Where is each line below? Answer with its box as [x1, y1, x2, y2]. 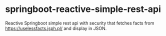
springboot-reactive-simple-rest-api [5, 3, 161, 15]
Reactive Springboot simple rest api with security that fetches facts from [5, 20, 154, 26]
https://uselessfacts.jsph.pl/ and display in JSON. [5, 25, 107, 31]
